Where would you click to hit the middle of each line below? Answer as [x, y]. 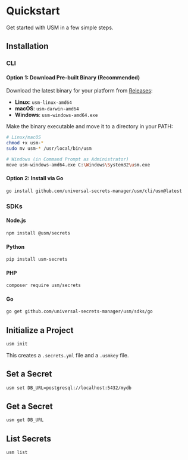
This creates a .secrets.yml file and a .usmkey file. [68, 355]
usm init [17, 344]
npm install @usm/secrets [38, 233]
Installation [27, 46]
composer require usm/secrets [44, 285]
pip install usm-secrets [37, 260]
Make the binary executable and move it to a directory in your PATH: [90, 126]
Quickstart [33, 11]
